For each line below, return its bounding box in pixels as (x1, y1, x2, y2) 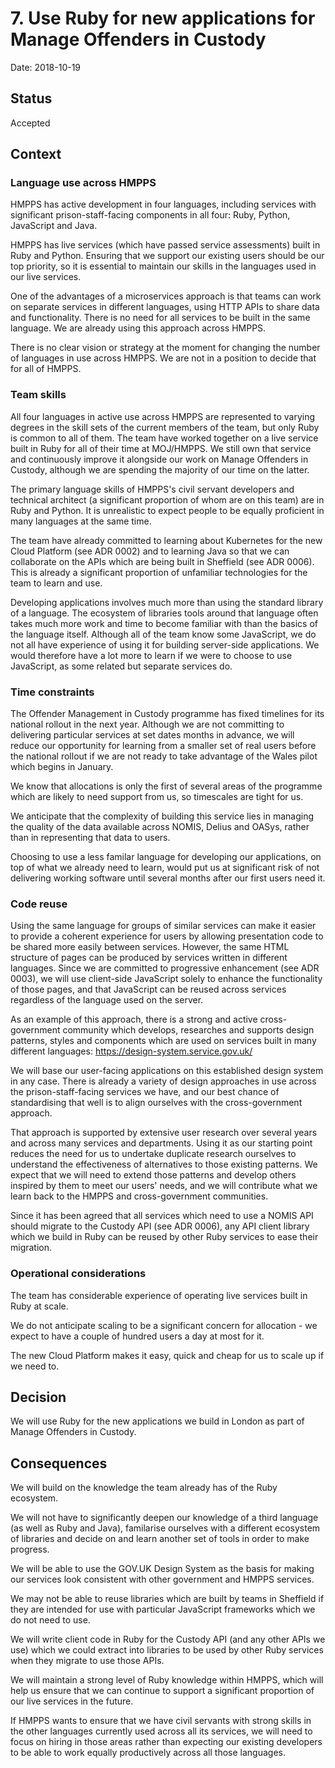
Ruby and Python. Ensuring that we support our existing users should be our (10, 250, 325, 262)
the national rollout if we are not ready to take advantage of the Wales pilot (10, 750, 318, 762)
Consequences (10, 1455, 108, 1472)
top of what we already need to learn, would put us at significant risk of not (10, 862, 320, 874)
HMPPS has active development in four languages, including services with (10, 198, 317, 211)
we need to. (10, 1360, 60, 1372)
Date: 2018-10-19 (10, 61, 82, 73)
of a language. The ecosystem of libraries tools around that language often (10, 607, 319, 619)
